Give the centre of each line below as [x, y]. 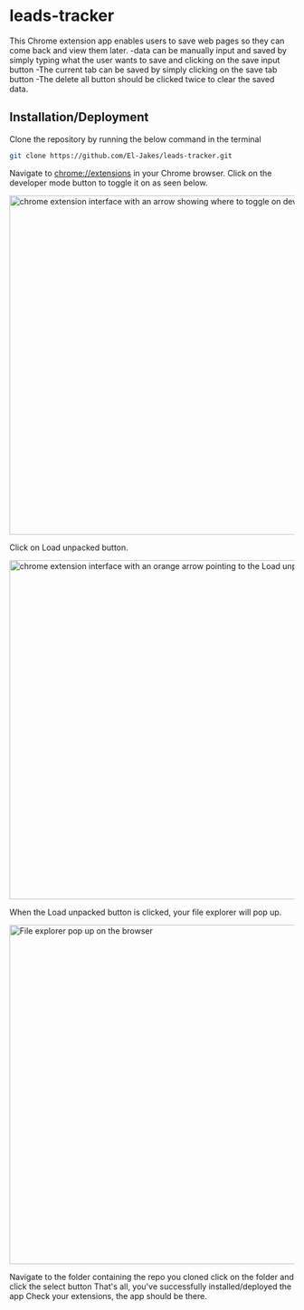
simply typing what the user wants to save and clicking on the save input [145, 60]
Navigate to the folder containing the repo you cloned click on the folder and [152, 1277]
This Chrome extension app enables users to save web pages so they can [147, 41]
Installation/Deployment [79, 117]
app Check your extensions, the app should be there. [109, 1296]
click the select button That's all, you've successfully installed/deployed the [151, 1286]
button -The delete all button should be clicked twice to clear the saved [142, 79]
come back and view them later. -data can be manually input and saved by [148, 50]
